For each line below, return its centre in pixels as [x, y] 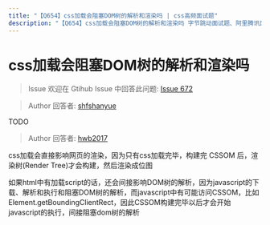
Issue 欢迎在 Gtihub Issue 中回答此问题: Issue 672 [110, 89]
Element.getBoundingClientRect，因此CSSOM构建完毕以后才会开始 [120, 203]
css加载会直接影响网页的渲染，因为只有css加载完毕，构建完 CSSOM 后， [130, 155]
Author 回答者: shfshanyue [72, 106]
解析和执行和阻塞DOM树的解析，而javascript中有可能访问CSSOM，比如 [141, 192]
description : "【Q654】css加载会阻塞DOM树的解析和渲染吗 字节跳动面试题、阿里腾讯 [134, 23]
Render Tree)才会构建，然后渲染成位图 [89, 166]
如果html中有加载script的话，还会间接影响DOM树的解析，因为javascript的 [131, 183]
